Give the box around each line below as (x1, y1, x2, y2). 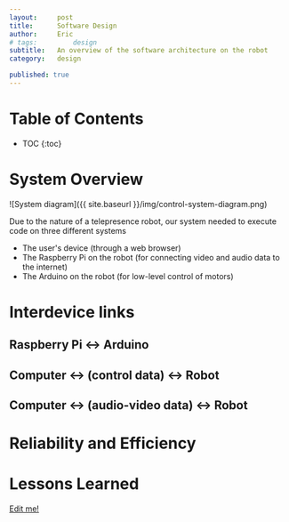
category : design (9, 54, 82, 63)
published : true (9, 70, 69, 80)
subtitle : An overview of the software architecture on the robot (9, 46, 269, 55)
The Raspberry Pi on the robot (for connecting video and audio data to (21, 252, 280, 262)
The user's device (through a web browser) (21, 242, 181, 253)
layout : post (9, 12, 74, 22)
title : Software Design (9, 21, 117, 30)
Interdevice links (9, 301, 135, 322)
